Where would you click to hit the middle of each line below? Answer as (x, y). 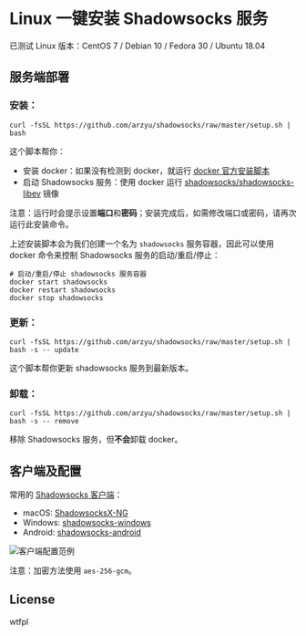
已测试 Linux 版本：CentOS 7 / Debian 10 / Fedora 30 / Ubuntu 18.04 (138, 46)
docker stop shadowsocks (56, 297)
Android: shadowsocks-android (82, 532)
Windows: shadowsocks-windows (87, 523)
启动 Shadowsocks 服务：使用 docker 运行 (102, 182)
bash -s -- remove (44, 422)
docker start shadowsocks (58, 282)
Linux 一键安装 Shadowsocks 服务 (139, 19)
